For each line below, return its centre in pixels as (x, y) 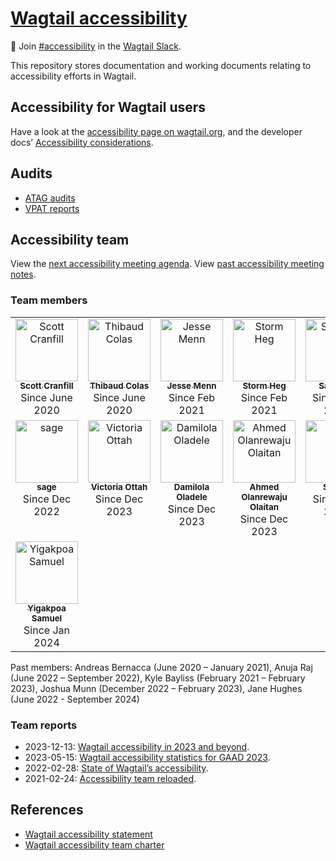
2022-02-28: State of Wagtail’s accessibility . (116, 768)
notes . (23, 274)
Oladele (192, 497)
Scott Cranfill (46, 386)
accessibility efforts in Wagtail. (73, 76)
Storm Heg (264, 386)
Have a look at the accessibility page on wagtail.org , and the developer (156, 131)
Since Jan (46, 630)
